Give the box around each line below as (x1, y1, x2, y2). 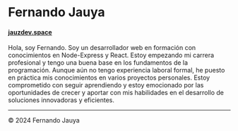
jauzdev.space (8, 27, 52, 36)
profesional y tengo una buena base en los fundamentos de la (8, 58, 189, 67)
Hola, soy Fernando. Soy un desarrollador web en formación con (8, 44, 196, 52)
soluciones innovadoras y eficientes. (8, 96, 115, 104)
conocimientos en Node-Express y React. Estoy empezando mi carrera (8, 51, 215, 60)
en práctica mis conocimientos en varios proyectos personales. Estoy (8, 73, 210, 82)
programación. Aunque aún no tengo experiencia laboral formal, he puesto (8, 66, 225, 75)
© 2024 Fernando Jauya (8, 116, 80, 125)
